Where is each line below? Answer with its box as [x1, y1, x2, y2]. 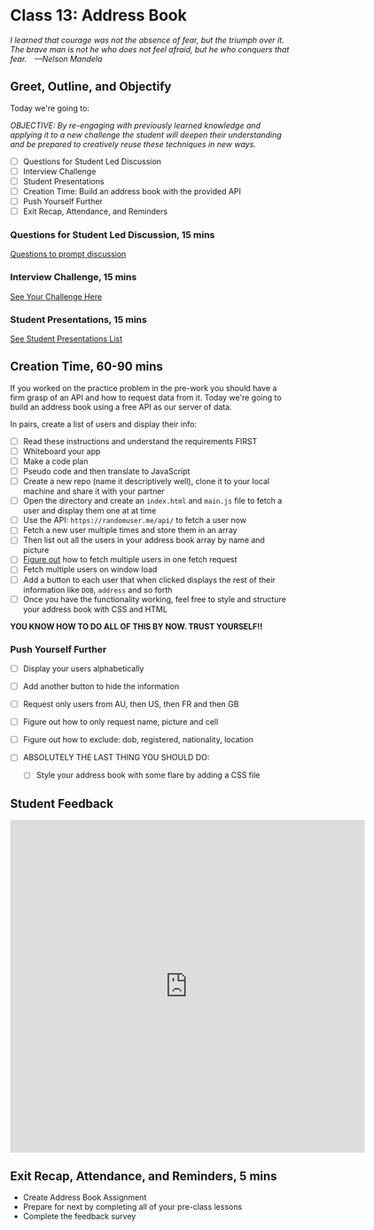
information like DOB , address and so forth [22, 584, 173, 595]
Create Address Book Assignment [22, 1192, 147, 1203]
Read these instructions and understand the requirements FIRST [22, 435, 258, 446]
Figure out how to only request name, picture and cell [22, 717, 219, 727]
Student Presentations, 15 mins [10, 313, 147, 325]
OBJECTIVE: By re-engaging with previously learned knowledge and [10, 120, 261, 130]
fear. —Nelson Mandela [10, 53, 103, 64]
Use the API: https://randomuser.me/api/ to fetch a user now [22, 515, 247, 526]
